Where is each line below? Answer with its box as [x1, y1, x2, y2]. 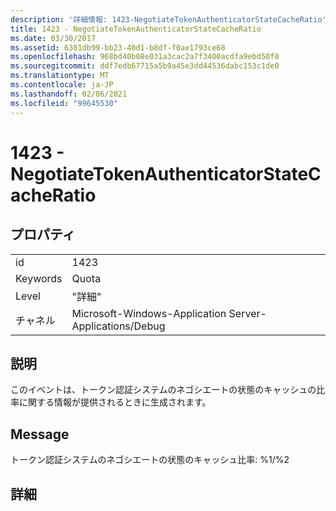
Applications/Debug [71, 319, 166, 333]
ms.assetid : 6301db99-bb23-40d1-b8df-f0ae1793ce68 [10, 42, 226, 53]
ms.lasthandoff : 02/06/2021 [10, 89, 128, 99]
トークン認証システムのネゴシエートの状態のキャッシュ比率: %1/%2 [10, 454, 290, 466]
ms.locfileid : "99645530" [10, 98, 118, 108]
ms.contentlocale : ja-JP [10, 80, 114, 90]
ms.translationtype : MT [10, 71, 110, 81]
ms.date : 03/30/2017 [10, 33, 97, 43]
